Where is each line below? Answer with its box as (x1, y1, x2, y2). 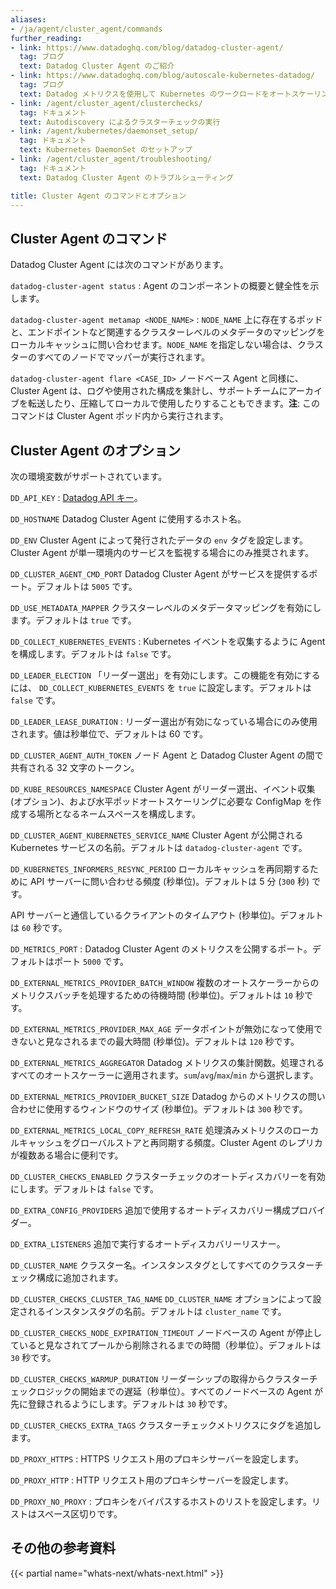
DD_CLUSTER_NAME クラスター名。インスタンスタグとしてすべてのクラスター (10, 1259, 315, 1271)
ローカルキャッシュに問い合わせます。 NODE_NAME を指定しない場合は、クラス (10, 339, 324, 351)
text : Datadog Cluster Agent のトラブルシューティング (19, 172, 234, 183)
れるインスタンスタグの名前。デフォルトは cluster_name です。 (27, 1306, 287, 1317)
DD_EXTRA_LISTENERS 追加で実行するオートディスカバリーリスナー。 (10, 1238, 286, 1250)
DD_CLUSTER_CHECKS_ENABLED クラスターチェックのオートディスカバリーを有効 (10, 1171, 326, 1182)
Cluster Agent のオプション (10, 442, 182, 459)
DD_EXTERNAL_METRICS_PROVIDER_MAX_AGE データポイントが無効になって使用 (10, 1023, 314, 1035)
